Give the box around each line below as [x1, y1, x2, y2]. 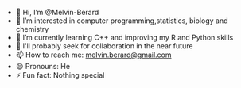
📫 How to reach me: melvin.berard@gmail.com [15, 50, 172, 59]
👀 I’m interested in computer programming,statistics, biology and [15, 16, 228, 25]
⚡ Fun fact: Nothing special [15, 71, 105, 79]
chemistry [15, 25, 49, 33]
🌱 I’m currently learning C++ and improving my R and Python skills [15, 33, 234, 42]
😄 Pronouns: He [15, 62, 70, 71]
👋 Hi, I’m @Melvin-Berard [15, 8, 99, 17]
